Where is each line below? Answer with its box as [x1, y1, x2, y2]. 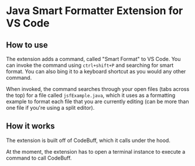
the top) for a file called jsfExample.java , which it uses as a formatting [6, 92, 176, 99]
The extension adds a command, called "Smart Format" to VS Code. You [6, 56, 181, 62]
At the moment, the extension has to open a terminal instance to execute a [6, 148, 186, 155]
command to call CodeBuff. [6, 154, 72, 161]
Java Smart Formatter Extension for [6, 4, 183, 18]
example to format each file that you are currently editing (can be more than [6, 98, 189, 105]
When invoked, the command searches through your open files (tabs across [6, 86, 190, 92]
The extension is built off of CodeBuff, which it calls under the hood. [6, 137, 171, 144]
